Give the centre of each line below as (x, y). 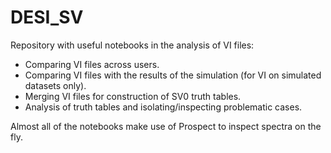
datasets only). (55, 85)
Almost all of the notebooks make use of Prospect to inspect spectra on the (166, 126)
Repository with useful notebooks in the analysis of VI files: (132, 45)
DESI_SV (47, 17)
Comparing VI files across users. (92, 64)
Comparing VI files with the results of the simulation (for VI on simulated (173, 75)
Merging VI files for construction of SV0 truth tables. (133, 96)
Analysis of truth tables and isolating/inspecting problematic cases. (163, 107)
